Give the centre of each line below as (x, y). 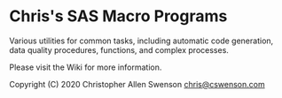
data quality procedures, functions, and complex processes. (119, 49)
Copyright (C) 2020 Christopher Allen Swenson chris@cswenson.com (137, 84)
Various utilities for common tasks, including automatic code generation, (141, 41)
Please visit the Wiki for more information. (86, 67)
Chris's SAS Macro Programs (118, 16)
